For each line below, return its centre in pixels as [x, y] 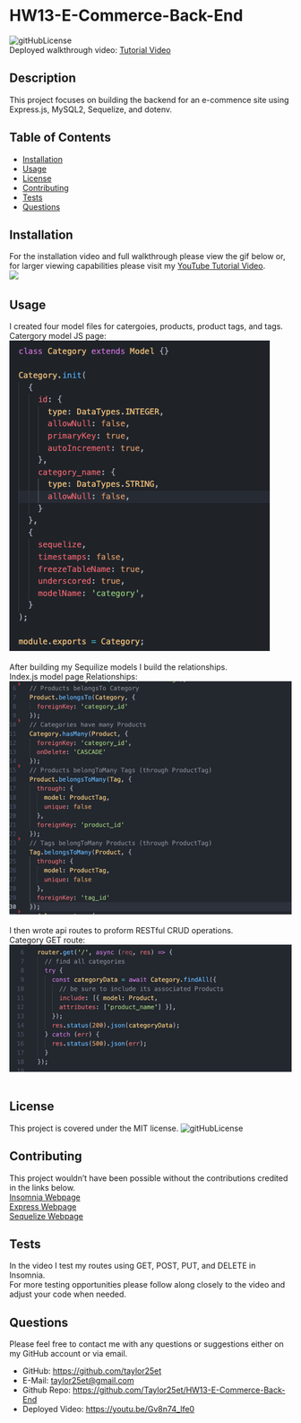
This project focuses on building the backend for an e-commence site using [149, 100]
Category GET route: [47, 940]
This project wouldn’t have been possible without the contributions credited [149, 1178]
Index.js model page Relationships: [73, 677]
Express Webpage [43, 1206]
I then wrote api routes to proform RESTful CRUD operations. [121, 931]
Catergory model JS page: [58, 336]
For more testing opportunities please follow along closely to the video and [147, 1285]
